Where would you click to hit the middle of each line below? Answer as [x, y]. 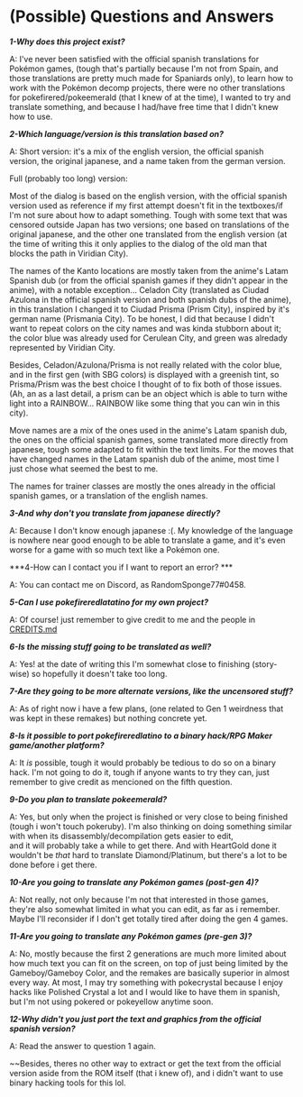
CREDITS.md [33, 629]
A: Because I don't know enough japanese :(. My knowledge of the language [151, 530]
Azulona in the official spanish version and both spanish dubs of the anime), [150, 299]
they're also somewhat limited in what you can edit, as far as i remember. [145, 909]
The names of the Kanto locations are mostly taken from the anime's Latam [149, 270]
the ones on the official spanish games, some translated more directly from [149, 440]
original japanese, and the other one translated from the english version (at [148, 234]
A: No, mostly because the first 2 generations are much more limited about [148, 954]
